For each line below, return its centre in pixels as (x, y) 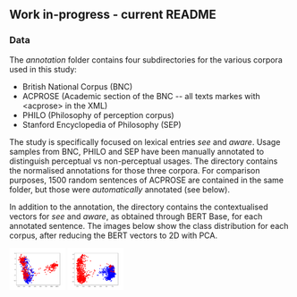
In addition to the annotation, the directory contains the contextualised (139, 207)
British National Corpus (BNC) (77, 86)
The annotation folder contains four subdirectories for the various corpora (146, 59)
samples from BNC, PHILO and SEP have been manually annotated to (137, 151)
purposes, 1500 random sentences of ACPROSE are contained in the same (147, 180)
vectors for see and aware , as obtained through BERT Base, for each (136, 216)
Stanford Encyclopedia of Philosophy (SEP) (102, 124)
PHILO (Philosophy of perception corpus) (98, 115)
